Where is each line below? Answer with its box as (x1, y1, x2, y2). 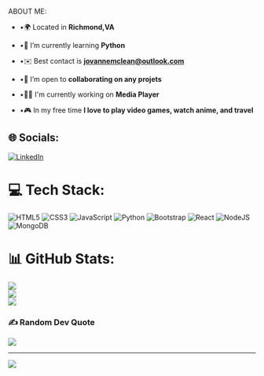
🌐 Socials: (8, 131, 60, 145)
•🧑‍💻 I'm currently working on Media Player (19, 90, 159, 99)
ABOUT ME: (8, 7, 47, 16)
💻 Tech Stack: (8, 181, 105, 199)
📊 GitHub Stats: (8, 249, 115, 267)
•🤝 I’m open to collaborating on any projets (19, 75, 163, 83)
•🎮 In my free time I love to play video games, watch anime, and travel (19, 105, 254, 115)
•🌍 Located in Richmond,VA (19, 23, 115, 31)
